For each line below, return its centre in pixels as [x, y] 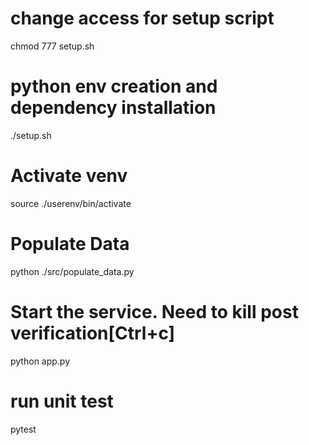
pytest [23, 429]
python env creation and [114, 86]
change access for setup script [142, 18]
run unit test [62, 401]
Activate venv [69, 176]
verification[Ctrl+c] [93, 333]
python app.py [40, 361]
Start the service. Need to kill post [154, 311]
